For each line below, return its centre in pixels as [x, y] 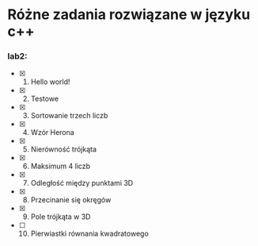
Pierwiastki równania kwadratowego [90, 234]
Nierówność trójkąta [63, 149]
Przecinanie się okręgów [71, 200]
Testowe [45, 99]
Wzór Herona [52, 133]
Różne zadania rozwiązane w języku [129, 15]
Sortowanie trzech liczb [69, 116]
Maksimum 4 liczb [61, 166]
